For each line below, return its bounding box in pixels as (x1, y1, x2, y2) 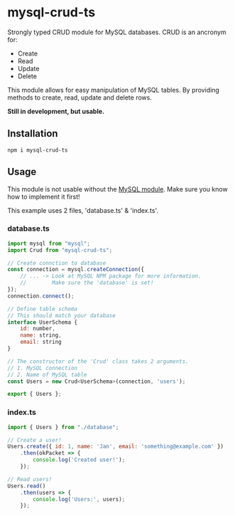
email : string (20, 339, 62, 346)
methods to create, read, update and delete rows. (7, 93, 153, 102)
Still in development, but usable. (7, 107, 105, 115)
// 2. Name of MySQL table (7, 371, 87, 378)
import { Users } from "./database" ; (7, 423, 119, 431)
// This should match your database (7, 312, 116, 319)
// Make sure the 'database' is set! (20, 279, 154, 287)
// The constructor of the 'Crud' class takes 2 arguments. (7, 357, 190, 365)
